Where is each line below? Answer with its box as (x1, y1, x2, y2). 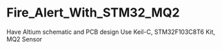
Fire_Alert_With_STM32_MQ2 (6, 5, 180, 21)
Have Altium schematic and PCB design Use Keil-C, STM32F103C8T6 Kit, (6, 28, 215, 36)
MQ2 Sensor (6, 35, 43, 43)
